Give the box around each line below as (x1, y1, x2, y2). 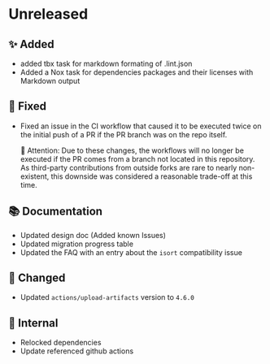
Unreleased (8, 5, 89, 24)
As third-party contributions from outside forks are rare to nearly (20, 162, 237, 172)
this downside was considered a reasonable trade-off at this (50, 171, 253, 181)
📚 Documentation (8, 205, 103, 219)
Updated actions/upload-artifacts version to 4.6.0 (20, 292, 195, 302)
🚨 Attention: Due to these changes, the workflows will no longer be (20, 145, 244, 155)
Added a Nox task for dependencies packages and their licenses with (20, 67, 254, 77)
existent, (20, 171, 50, 181)
